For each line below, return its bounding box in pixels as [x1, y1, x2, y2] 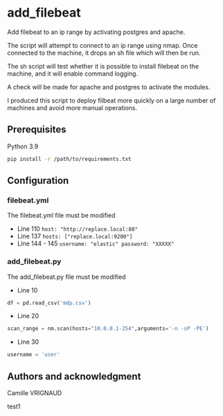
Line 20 [17, 312, 39, 320]
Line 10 [17, 286, 38, 294]
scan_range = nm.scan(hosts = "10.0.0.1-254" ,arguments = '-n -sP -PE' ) [7, 325, 209, 332]
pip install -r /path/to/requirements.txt [7, 155, 132, 162]
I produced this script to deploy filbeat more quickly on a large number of [7, 96, 216, 105]
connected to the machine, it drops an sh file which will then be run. [7, 49, 201, 57]
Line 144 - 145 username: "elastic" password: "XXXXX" [17, 239, 175, 248]
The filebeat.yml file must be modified [7, 211, 116, 220]
